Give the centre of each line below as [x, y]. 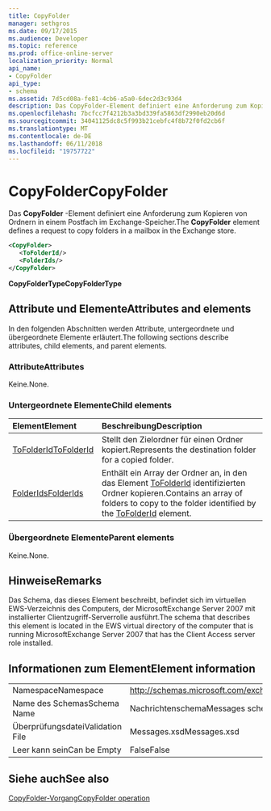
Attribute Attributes [46, 366]
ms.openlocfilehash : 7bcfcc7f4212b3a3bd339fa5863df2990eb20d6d [117, 114]
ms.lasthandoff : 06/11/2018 [56, 144]
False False [150, 750]
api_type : [25, 83]
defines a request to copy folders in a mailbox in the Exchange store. [122, 230]
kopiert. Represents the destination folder [179, 450]
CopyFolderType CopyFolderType [65, 283]
